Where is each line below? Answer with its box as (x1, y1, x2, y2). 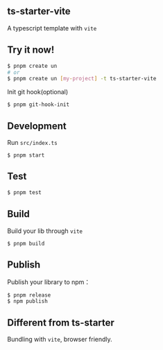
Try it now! (7, 44, 55, 56)
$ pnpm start (7, 152, 45, 159)
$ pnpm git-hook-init (7, 101, 70, 108)
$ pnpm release (7, 292, 51, 299)
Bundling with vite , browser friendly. (7, 335, 112, 344)
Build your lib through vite (7, 227, 83, 235)
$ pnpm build (7, 240, 45, 247)
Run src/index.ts (7, 139, 58, 147)
